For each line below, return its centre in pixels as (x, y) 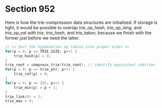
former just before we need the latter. (43, 38)
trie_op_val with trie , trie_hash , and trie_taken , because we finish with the (78, 33)
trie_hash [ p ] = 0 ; (32, 56)
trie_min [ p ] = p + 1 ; (36, 88)
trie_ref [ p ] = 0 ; (31, 74)
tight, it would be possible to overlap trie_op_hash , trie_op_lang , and (73, 27)
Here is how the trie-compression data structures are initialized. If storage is (81, 22)
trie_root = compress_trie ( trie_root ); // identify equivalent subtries (80, 65)
